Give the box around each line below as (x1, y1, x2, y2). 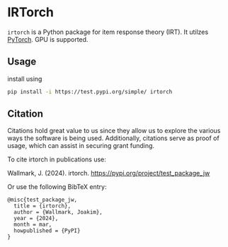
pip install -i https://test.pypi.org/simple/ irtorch (7, 88, 173, 96)
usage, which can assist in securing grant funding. (7, 142, 154, 150)
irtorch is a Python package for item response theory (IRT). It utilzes (7, 28, 209, 36)
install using (7, 74, 42, 83)
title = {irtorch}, (13, 202, 72, 209)
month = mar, (13, 221, 52, 229)
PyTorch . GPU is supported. (7, 35, 89, 43)
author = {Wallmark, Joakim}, (13, 209, 103, 216)
